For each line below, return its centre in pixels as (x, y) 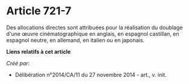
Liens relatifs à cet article (39, 51)
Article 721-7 (39, 11)
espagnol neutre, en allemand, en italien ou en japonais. (75, 40)
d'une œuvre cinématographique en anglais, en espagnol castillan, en (93, 33)
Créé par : (18, 63)
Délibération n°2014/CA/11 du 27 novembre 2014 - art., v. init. (91, 74)
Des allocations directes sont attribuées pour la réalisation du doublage (94, 27)
